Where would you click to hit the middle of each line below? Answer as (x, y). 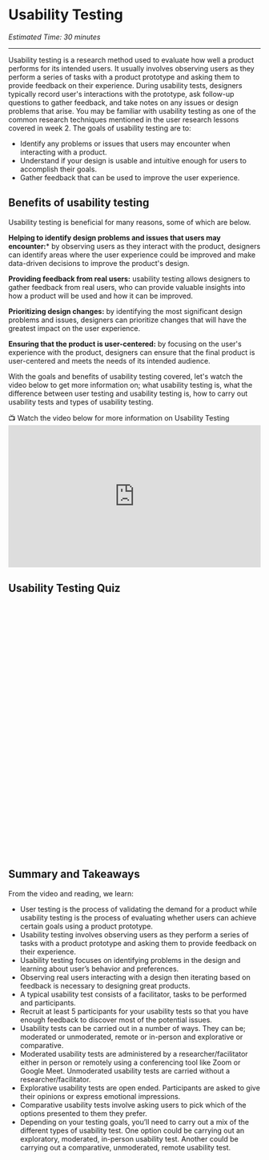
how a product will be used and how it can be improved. (101, 296)
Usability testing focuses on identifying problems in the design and (130, 960)
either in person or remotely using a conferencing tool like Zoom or (130, 1062)
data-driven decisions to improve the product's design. (99, 263)
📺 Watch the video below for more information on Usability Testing (119, 417)
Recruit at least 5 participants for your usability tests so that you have (134, 1011)
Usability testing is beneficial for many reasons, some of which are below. (130, 222)
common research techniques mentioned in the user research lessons (124, 119)
